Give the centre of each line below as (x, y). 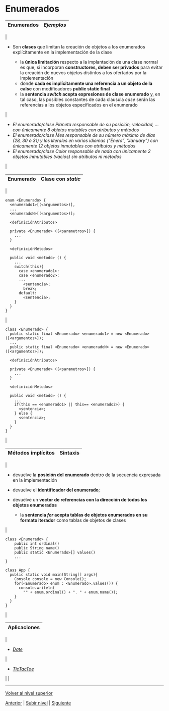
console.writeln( (37, 588)
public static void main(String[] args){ (54, 574)
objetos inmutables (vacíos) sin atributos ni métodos (67, 157)
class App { (18, 570)
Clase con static (61, 179)
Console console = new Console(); (50, 579)
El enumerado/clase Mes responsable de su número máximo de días (84, 135)
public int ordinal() (37, 543)
